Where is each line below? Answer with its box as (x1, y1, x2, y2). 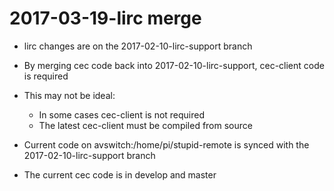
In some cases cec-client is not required (38, 108, 206, 121)
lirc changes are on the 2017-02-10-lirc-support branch (23, 40, 253, 52)
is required (23, 70, 69, 82)
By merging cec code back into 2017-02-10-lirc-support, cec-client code (23, 59, 325, 71)
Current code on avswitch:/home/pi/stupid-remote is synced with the (23, 138, 310, 151)
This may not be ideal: (23, 89, 116, 101)
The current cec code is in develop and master (23, 168, 217, 181)
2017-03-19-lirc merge (9, 7, 202, 30)
